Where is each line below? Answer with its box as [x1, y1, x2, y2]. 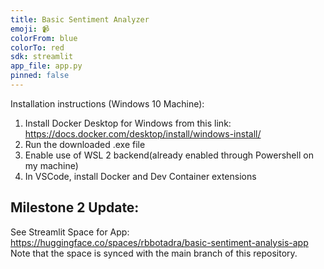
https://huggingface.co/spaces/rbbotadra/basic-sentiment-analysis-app [10, 236, 309, 248]
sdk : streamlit [10, 52, 74, 62]
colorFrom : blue [10, 33, 78, 43]
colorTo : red [10, 42, 65, 53]
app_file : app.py [10, 61, 83, 71]
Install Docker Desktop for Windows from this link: [24, 117, 232, 129]
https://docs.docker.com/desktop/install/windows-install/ [24, 127, 262, 140]
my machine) [24, 159, 79, 171]
